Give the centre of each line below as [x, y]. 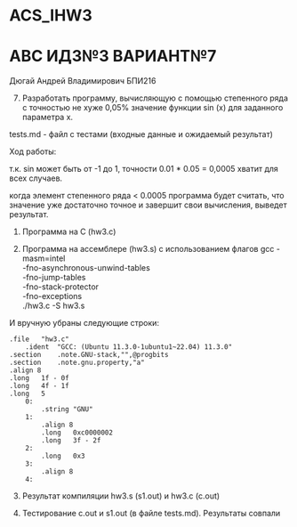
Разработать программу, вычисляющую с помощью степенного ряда [155, 98]
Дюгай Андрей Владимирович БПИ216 [83, 81]
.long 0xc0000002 [77, 433]
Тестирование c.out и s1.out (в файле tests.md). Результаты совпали [151, 514]
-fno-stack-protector [60, 287]
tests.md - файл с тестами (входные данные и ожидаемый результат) [141, 134]
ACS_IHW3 [51, 16]
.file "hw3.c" [39, 339]
